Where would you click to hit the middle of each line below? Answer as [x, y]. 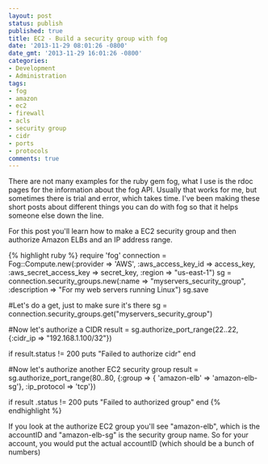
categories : [28, 61]
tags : [17, 83]
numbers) [25, 452]
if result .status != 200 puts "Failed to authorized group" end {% [115, 402]
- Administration [38, 76]
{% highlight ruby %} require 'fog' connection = [88, 256]
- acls [19, 121]
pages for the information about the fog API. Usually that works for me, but [132, 190]
